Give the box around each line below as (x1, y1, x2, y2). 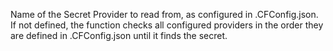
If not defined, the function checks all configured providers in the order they (10, 19, 324, 31)
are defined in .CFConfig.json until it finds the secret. (10, 30, 228, 41)
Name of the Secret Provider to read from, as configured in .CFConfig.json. (10, 9, 319, 20)
